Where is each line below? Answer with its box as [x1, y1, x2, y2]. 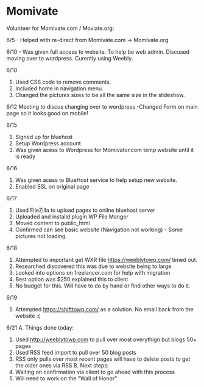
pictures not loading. [15, 232, 67, 239]
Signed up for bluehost [15, 133, 73, 140]
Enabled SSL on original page [15, 183, 90, 190]
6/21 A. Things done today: [6, 324, 74, 331]
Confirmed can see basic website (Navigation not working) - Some [15, 226, 183, 233]
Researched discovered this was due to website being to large [15, 262, 172, 270]
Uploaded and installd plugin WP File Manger [15, 212, 129, 220]
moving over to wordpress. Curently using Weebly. [6, 54, 133, 62]
